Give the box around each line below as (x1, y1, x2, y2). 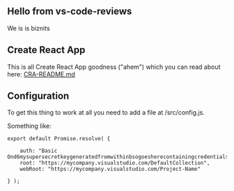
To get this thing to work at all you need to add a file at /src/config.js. (7, 108, 205, 117)
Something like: (7, 122, 52, 131)
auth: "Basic (19, 147, 58, 155)
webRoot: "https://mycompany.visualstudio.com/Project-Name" (19, 166, 201, 173)
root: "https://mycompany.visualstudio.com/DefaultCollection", (19, 160, 210, 167)
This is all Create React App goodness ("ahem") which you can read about (7, 63, 221, 71)
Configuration (7, 90, 70, 102)
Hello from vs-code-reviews (7, 6, 132, 17)
